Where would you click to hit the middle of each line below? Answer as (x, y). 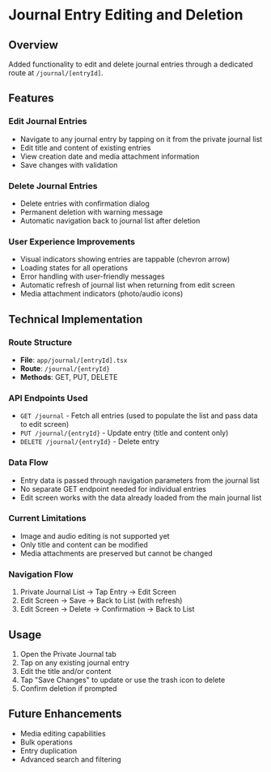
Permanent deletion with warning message (91, 211)
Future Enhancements (66, 714)
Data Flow (28, 463)
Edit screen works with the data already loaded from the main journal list (141, 497)
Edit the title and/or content (66, 671)
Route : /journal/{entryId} (65, 368)
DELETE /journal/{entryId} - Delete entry (89, 441)
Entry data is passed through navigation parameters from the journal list (140, 480)
